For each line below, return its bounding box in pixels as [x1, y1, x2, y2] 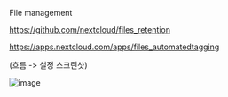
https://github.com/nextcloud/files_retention [9, 25, 171, 34]
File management [9, 8, 73, 18]
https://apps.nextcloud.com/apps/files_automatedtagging [9, 41, 220, 52]
